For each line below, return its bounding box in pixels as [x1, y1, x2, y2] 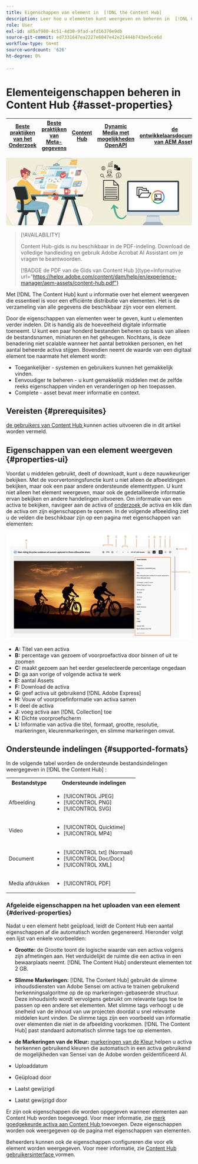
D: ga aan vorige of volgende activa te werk [14, 670, 121, 677]
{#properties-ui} [6, 454, 69, 464]
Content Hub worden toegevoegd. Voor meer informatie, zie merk [6, 1114, 166, 1121]
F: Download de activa [14, 683, 70, 690]
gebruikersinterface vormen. [6, 1150, 75, 1158]
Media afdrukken [8, 880, 50, 887]
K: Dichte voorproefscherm [14, 714, 81, 721]
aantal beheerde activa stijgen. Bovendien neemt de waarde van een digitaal [6, 346, 192, 353]
